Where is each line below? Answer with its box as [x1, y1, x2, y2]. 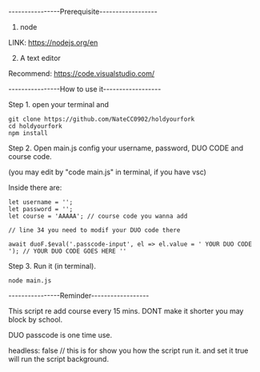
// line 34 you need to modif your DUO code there [8, 226, 181, 234]
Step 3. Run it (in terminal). [8, 262, 96, 270]
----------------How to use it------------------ [8, 84, 162, 94]
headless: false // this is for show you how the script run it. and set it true [8, 346, 249, 355]
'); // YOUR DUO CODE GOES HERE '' [8, 247, 127, 255]
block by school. [8, 315, 62, 324]
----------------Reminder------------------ [8, 291, 150, 300]
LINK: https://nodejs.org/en [8, 38, 98, 47]
